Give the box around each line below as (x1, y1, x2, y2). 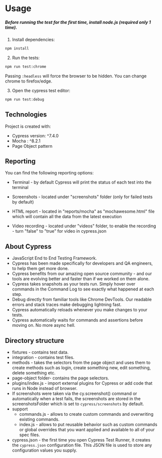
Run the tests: (12, 55, 40, 61)
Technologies (5, 110, 47, 119)
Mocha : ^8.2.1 (12, 138, 41, 144)
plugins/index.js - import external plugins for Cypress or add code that (12, 380, 153, 386)
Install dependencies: (12, 37, 55, 43)
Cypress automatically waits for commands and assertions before (12, 317, 143, 323)
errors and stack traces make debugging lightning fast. (12, 302, 122, 307)
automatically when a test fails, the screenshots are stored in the (12, 396, 141, 402)
